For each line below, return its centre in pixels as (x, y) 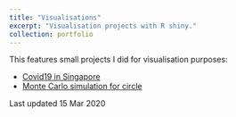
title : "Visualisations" (55, 17)
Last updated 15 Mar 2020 (57, 104)
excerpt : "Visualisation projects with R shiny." (103, 26)
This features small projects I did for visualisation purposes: (119, 60)
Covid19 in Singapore (61, 77)
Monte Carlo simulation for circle (82, 87)
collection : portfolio (51, 34)
